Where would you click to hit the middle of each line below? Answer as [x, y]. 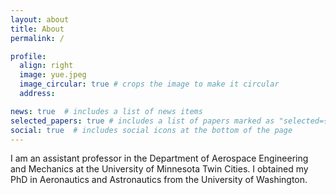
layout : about [40, 19]
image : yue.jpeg [53, 75]
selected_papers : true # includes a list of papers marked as [142, 121]
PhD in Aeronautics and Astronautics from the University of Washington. [159, 180]
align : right [46, 66]
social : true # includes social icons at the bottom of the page [151, 130]
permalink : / [37, 38]
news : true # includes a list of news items [106, 111]
